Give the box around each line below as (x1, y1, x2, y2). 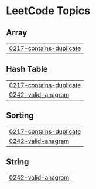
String (6, 157, 29, 167)
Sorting (6, 111, 34, 121)
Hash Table (6, 64, 48, 74)
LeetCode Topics (6, 4, 91, 18)
